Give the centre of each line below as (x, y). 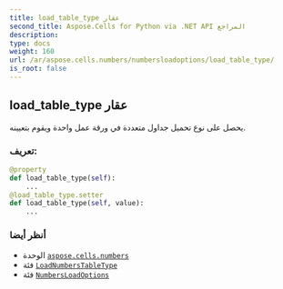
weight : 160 (32, 52)
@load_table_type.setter (56, 195)
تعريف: (24, 151)
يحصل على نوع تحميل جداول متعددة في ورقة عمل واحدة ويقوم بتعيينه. (128, 127)
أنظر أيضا (28, 235)
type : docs (30, 43)
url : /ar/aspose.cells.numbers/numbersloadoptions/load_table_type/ (142, 60)
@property (28, 169)
